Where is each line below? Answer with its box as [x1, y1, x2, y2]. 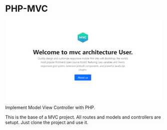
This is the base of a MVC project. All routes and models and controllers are [5, 114, 161, 120]
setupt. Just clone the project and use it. [5, 120, 88, 126]
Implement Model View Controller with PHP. [5, 105, 95, 111]
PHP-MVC [5, 3, 48, 14]
